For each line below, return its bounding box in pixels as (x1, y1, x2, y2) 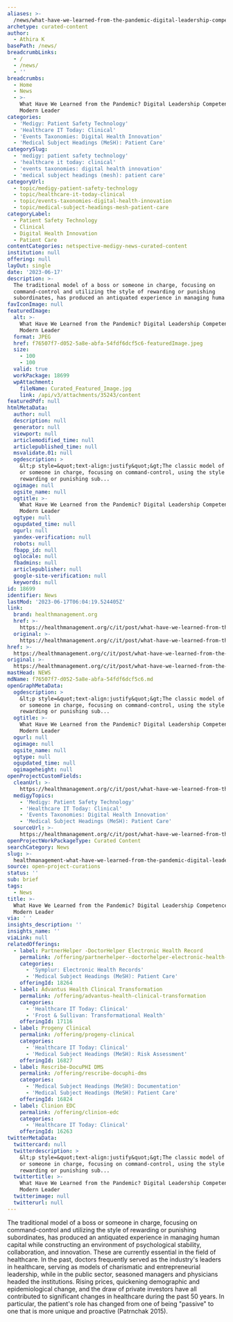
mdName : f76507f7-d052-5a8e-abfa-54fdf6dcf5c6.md (7, 676, 154, 683)
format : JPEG (13, 333, 51, 341)
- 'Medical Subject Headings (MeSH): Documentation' (25, 1083, 182, 1090)
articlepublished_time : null (13, 443, 98, 450)
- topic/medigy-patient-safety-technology (13, 185, 138, 192)
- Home (13, 81, 33, 88)
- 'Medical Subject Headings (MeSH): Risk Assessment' (25, 1050, 188, 1057)
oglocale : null (13, 553, 58, 560)
